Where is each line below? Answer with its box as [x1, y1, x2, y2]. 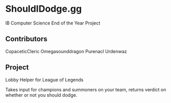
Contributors [5, 35, 48, 43]
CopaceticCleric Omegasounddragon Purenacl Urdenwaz [5, 48, 127, 54]
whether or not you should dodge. [5, 92, 78, 98]
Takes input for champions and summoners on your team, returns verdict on [5, 86, 166, 92]
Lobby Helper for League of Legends [5, 76, 84, 83]
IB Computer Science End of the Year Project [5, 20, 101, 26]
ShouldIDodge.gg [5, 3, 82, 15]
